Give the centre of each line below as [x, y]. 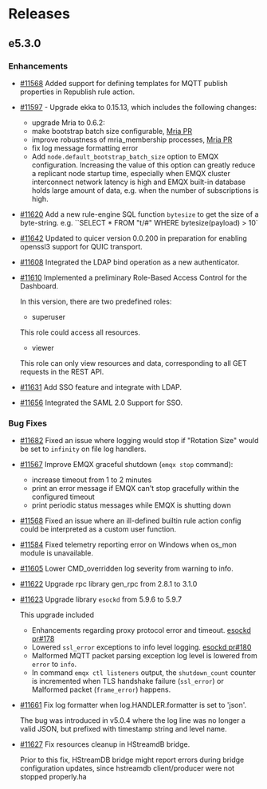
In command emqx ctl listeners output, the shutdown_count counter [144, 673]
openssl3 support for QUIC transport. [81, 246]
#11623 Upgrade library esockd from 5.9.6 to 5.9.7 [100, 599]
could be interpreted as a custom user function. [98, 529]
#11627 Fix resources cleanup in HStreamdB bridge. [105, 744]
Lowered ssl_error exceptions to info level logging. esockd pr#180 [141, 647]
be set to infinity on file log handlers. [83, 449]
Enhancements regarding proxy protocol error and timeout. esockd [141, 630]
